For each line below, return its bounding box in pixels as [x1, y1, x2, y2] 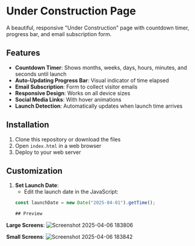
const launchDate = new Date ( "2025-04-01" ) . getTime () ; [14, 200, 156, 206]
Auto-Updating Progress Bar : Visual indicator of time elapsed [14, 76, 170, 84]
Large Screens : [6, 221, 45, 229]
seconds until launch [14, 70, 67, 78]
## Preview [14, 211, 43, 217]
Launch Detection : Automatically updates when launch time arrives [14, 102, 183, 109]
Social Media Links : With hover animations [14, 96, 122, 103]
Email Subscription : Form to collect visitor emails [14, 83, 138, 90]
